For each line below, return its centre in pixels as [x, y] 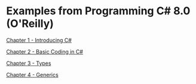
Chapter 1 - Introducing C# [39, 40]
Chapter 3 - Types [29, 63]
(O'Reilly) [30, 24]
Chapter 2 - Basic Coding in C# [45, 51]
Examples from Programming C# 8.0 [98, 11]
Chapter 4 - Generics [32, 74]
